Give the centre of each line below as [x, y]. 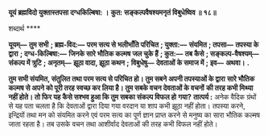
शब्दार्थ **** [25, 29]
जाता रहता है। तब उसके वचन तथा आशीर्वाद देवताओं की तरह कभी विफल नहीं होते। [113, 124]
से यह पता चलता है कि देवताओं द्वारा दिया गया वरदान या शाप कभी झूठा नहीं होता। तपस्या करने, [127, 106]
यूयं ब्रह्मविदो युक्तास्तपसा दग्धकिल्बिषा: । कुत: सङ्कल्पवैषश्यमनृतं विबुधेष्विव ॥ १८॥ [112, 12]
